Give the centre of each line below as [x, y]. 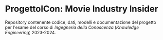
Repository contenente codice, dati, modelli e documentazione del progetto [81, 22]
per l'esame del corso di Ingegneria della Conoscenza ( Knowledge [72, 27]
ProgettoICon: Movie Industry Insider [82, 9]
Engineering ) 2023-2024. [30, 32]
